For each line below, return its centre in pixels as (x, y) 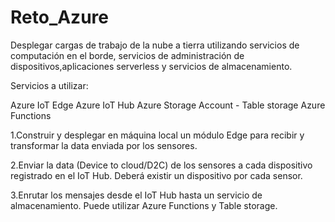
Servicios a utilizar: (49, 85)
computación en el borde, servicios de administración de (127, 55)
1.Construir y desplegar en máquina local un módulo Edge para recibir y (157, 135)
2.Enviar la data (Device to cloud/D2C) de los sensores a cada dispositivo (161, 165)
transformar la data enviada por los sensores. (104, 145)
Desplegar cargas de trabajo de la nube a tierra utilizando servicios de (155, 45)
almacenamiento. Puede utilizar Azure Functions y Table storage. (144, 205)
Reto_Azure (59, 17)
